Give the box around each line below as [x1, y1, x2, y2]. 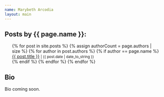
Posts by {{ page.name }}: [4, 30, 87, 38]
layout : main [4, 12, 32, 17]
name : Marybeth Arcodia [4, 7, 54, 12]
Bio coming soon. [4, 86, 41, 92]
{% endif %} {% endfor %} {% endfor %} [11, 59, 96, 65]
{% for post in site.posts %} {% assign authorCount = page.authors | [11, 43, 152, 49]
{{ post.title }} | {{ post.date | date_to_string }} [11, 54, 94, 60]
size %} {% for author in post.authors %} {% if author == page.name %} [11, 48, 159, 54]
